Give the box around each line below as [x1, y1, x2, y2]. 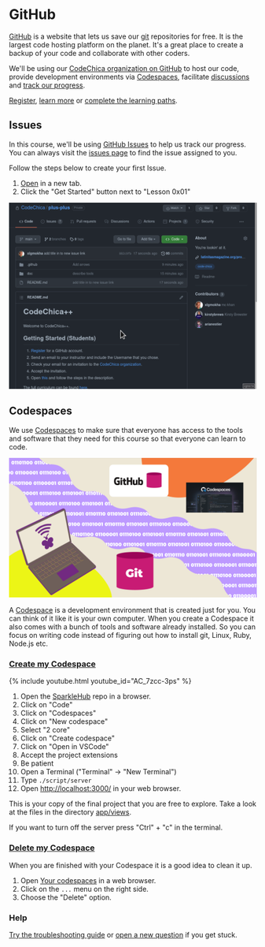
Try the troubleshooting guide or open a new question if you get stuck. [9, 930, 238, 939]
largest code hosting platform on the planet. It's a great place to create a [9, 39, 244, 49]
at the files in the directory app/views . [9, 807, 132, 817]
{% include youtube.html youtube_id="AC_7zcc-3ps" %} [9, 677, 192, 686]
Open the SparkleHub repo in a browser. [20, 692, 152, 701]
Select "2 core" [20, 725, 70, 735]
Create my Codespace [9, 658, 97, 669]
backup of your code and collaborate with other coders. [9, 48, 190, 58]
